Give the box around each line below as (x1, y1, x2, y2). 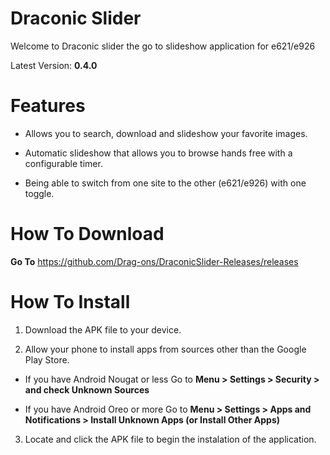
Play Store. (24, 353, 70, 366)
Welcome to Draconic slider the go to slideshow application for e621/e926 (10, 40, 316, 52)
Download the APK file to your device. (24, 323, 182, 336)
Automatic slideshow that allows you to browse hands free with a (24, 147, 293, 159)
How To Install (10, 291, 131, 313)
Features (10, 95, 86, 117)
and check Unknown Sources (24, 383, 150, 396)
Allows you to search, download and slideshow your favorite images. (24, 127, 308, 139)
